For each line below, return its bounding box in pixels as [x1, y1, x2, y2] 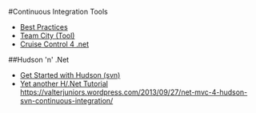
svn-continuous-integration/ [19, 96, 114, 105]
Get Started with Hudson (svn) [19, 71, 121, 79]
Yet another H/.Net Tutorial [19, 79, 108, 88]
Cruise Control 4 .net [19, 39, 90, 49]
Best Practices [19, 22, 68, 31]
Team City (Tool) [19, 31, 75, 40]
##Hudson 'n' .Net [8, 55, 70, 64]
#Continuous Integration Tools [8, 7, 108, 16]
